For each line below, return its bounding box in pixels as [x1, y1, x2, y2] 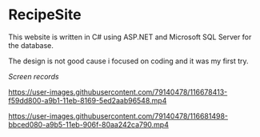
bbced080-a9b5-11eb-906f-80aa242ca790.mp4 [8, 119, 170, 129]
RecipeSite [8, 6, 82, 24]
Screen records [8, 71, 59, 81]
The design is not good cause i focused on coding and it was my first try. [8, 56, 250, 66]
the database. [8, 40, 54, 50]
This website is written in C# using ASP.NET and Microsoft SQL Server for [8, 32, 252, 42]
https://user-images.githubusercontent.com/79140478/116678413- [8, 87, 228, 97]
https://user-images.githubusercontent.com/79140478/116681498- [8, 111, 229, 121]
